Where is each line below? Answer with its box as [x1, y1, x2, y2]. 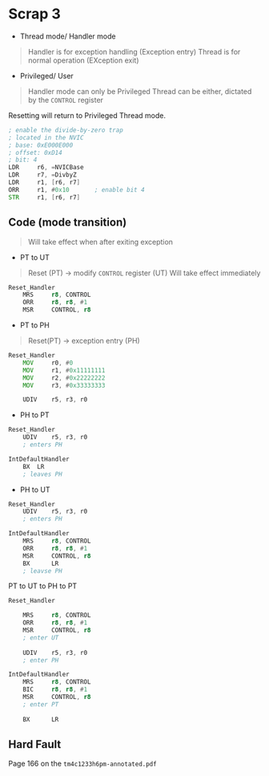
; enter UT [22, 633, 59, 642]
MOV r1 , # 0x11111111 [22, 366, 106, 374]
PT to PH [19, 320, 50, 330]
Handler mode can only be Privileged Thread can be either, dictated [27, 86, 252, 96]
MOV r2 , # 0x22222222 [22, 374, 106, 382]
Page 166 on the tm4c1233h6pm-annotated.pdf [8, 759, 158, 769]
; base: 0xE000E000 [8, 141, 74, 149]
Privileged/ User [19, 71, 74, 80]
